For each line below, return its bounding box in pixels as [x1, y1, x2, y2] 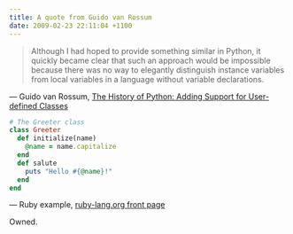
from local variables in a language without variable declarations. [30, 74, 265, 84]
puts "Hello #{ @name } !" [25, 167, 113, 175]
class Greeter [9, 126, 62, 135]
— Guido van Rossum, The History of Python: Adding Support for [9, 90, 247, 102]
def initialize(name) [17, 134, 97, 143]
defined [9, 100, 38, 111]
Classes [39, 100, 69, 111]
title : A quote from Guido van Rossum [9, 12, 152, 22]
